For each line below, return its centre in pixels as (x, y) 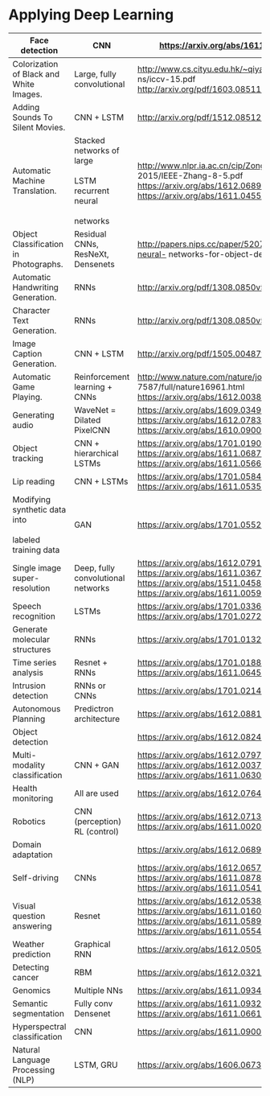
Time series (35, 662)
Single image (37, 567)
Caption (27, 353)
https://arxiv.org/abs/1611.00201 (202, 826)
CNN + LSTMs (101, 481)
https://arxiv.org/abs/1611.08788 (202, 877)
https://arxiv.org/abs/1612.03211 (202, 972)
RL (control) (96, 831)
